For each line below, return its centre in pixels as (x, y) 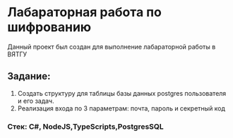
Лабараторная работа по (85, 12)
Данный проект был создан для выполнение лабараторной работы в (112, 46)
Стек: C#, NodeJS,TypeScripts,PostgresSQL (85, 126)
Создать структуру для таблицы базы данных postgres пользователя (122, 93)
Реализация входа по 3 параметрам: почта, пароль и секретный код (121, 108)
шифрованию (49, 27)
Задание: (29, 76)
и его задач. (36, 101)
